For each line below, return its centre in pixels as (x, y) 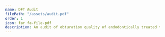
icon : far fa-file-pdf (28, 23)
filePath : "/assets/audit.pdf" (37, 14)
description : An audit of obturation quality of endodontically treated (81, 27)
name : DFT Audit (22, 9)
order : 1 (14, 18)
